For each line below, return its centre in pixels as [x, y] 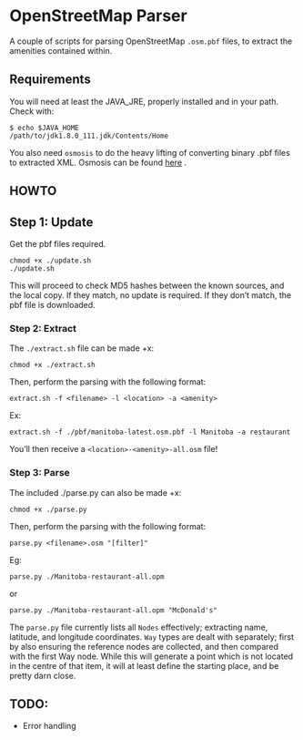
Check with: [32, 111]
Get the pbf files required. [58, 243]
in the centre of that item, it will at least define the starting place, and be [144, 665]
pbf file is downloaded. [52, 304]
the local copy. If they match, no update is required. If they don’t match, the [151, 295]
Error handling [49, 726]
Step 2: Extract [43, 328]
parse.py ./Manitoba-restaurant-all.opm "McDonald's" [114, 610]
